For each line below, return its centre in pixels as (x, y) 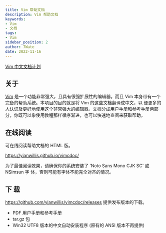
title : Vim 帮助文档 (25, 10)
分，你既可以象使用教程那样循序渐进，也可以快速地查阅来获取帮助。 (75, 115)
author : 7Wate (20, 47)
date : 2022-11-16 (23, 51)
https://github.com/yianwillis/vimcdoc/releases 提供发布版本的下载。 (76, 202)
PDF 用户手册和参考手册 (37, 213)
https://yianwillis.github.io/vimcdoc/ (42, 156)
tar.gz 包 (21, 219)
